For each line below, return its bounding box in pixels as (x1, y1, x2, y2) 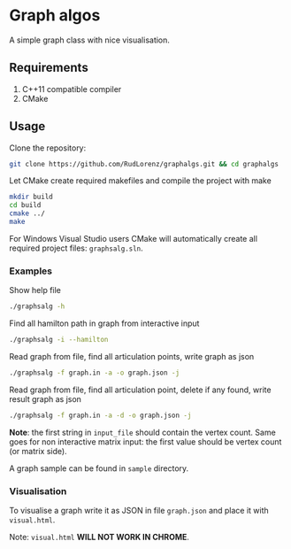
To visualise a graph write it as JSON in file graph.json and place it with (9, 506, 270, 516)
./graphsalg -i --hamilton (9, 336, 109, 344)
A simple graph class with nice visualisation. (9, 35, 171, 45)
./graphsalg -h (9, 302, 65, 311)
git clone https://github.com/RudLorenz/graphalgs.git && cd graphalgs (9, 159, 279, 168)
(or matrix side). (9, 445, 68, 456)
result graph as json (9, 393, 82, 404)
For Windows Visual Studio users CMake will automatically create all (9, 233, 258, 244)
